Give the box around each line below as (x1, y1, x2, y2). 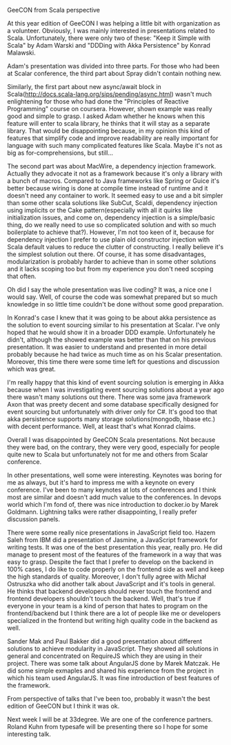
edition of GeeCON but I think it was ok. (7, 702, 120, 710)
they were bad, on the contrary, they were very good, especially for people (7, 443, 220, 451)
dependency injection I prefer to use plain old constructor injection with (7, 235, 210, 244)
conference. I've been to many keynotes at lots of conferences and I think (7, 486, 217, 494)
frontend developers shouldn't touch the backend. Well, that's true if (7, 594, 201, 603)
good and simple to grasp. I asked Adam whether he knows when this (7, 112, 205, 120)
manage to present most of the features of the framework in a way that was (7, 550, 222, 559)
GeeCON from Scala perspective (7, 6, 101, 14)
